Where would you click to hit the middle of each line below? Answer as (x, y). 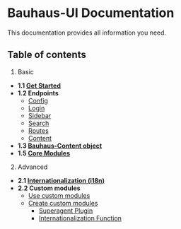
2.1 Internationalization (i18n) (61, 180)
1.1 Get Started (39, 86)
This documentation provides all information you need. (87, 33)
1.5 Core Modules (44, 153)
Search (39, 123)
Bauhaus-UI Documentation (91, 13)
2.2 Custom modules (49, 188)
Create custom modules (63, 203)
